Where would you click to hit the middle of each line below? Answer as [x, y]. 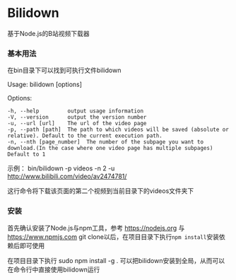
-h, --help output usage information [75, 111]
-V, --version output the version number [77, 117]
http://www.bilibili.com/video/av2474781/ [67, 176]
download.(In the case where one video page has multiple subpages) [110, 148]
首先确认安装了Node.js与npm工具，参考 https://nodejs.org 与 [96, 228]
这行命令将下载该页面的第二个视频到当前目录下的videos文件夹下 [101, 191]
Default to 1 [26, 154]
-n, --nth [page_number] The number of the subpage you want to [105, 142]
